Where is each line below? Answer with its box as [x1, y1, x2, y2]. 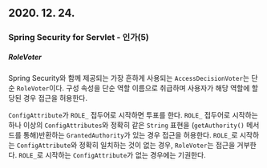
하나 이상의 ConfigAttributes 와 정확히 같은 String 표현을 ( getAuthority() [8, 120, 245, 130]
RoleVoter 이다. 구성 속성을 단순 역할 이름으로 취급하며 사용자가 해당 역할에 [16, 83, 250, 93]
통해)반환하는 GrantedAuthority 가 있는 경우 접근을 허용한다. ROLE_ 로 [22, 130, 238, 140]
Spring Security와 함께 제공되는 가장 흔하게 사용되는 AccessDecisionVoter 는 [8, 74, 250, 83]
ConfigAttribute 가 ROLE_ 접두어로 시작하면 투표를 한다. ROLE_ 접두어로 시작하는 [8, 110, 258, 120]
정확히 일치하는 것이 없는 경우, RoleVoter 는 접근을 [79, 140, 236, 150]
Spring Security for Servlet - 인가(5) [8, 32, 150, 43]
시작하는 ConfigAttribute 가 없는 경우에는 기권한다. [45, 150, 206, 160]
